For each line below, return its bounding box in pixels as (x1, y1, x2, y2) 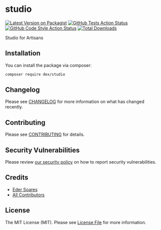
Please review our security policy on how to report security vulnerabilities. (5, 159, 157, 165)
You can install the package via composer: (5, 62, 92, 68)
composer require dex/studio (5, 72, 65, 77)
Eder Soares (12, 186, 38, 192)
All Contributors (12, 192, 45, 198)
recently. (5, 104, 23, 110)
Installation (5, 49, 41, 57)
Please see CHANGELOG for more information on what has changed (5, 99, 145, 105)
